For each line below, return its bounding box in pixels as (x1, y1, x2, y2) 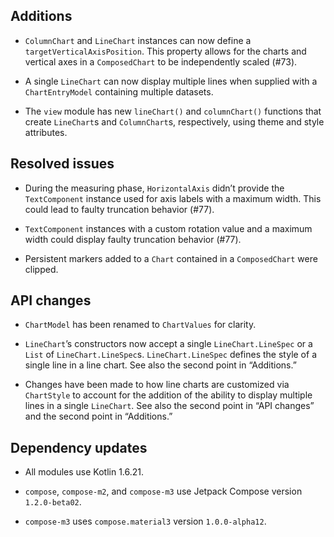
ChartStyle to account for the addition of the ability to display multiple (24, 389, 313, 401)
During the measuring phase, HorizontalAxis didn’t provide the (24, 182, 285, 194)
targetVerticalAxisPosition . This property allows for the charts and (24, 45, 307, 57)
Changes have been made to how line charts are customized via (24, 379, 290, 391)
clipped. (24, 263, 59, 275)
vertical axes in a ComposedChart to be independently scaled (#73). (24, 55, 298, 68)
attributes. (24, 126, 68, 138)
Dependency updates (10, 439, 148, 456)
